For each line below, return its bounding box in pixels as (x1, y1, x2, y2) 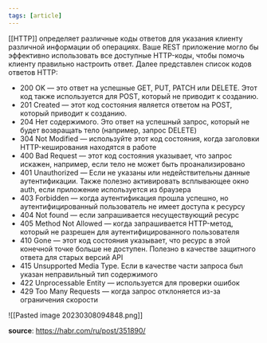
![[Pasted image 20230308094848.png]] (8, 310, 143, 320)
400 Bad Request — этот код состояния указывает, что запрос (19, 151, 233, 160)
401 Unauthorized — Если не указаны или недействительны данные (19, 168, 250, 177)
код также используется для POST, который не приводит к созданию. (19, 91, 259, 101)
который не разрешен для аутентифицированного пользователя (19, 227, 240, 236)
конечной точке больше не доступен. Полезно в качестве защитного (19, 244, 257, 254)
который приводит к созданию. (19, 108, 128, 118)
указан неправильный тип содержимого (19, 269, 158, 279)
